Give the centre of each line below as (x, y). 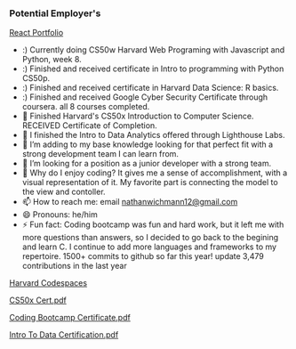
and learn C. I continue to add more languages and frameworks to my (149, 247)
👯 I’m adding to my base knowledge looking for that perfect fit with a (148, 144)
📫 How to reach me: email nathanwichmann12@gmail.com (130, 202)
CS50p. (36, 78)
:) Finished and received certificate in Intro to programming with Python (153, 69)
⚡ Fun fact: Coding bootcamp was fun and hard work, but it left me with (153, 224)
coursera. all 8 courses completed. (86, 107)
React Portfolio (36, 33)
